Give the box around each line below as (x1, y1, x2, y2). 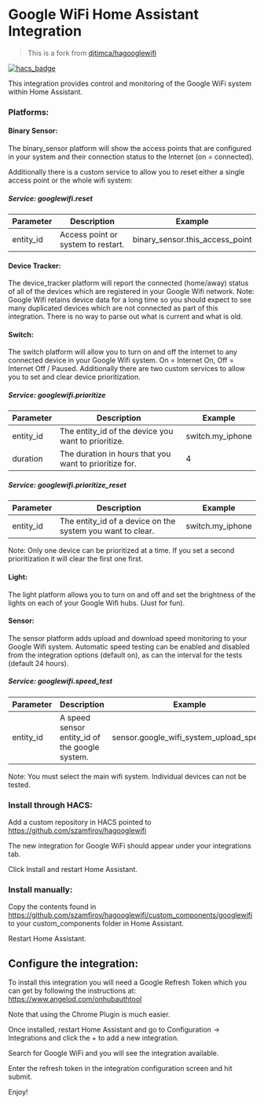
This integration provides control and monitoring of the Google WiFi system (8, 79, 252, 88)
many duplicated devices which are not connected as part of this (8, 304, 218, 313)
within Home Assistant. (8, 86, 83, 96)
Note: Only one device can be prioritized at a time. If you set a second (8, 546, 235, 555)
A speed (59, 712, 90, 723)
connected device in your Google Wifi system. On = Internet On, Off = (8, 355, 234, 365)
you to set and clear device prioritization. (8, 372, 141, 382)
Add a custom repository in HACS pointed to (8, 818, 152, 827)
